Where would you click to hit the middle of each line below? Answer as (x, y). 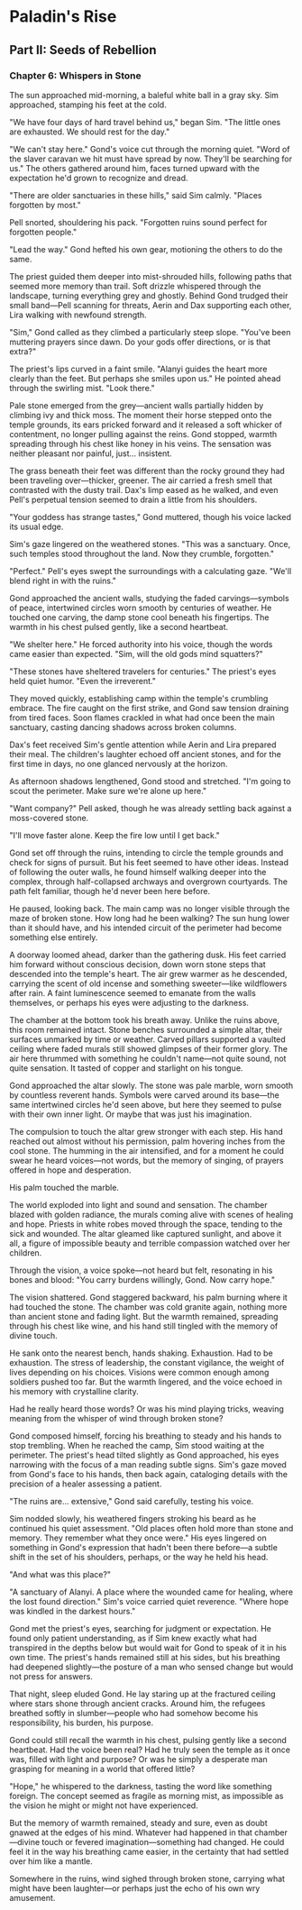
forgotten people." (43, 232)
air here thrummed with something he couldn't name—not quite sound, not (148, 1058)
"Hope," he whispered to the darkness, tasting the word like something (141, 1786)
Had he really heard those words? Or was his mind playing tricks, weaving (146, 1409)
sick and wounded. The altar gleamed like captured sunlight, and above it (146, 1233)
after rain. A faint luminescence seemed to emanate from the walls (133, 992)
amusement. (32, 1897)
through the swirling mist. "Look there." (82, 388)
